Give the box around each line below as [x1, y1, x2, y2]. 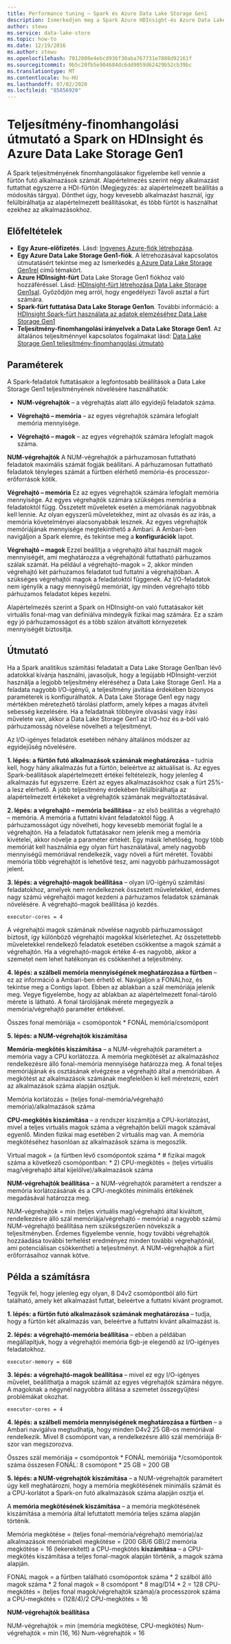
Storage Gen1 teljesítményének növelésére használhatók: [7, 384, 168, 393]
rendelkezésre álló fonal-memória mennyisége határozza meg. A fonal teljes [7, 1060, 223, 1068]
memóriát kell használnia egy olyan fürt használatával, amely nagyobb [7, 842, 206, 851]
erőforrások [7, 475, 41, 483]
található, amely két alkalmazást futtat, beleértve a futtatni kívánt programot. [7, 1296, 223, 1305]
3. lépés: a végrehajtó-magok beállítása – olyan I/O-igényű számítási [7, 878, 205, 887]
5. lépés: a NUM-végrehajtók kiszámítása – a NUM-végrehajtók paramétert [7, 1474, 223, 1483]
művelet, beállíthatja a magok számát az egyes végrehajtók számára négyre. [7, 1378, 224, 1387]
